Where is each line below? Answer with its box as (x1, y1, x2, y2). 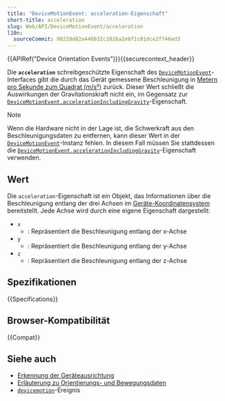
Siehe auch (7, 353, 57, 364)
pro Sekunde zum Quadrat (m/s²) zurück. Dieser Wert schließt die (7, 83, 195, 91)
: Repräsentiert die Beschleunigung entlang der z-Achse (27, 256, 188, 264)
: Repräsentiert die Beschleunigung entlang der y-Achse (27, 242, 188, 250)
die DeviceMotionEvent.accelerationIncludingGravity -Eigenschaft (7, 146, 197, 155)
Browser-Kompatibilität (7, 315, 110, 326)
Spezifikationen (7, 277, 77, 288)
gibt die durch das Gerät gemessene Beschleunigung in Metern (37, 75, 218, 84)
